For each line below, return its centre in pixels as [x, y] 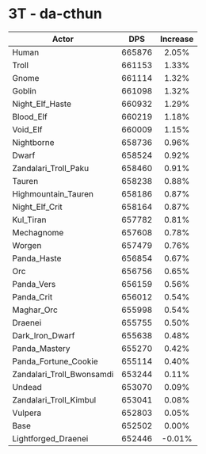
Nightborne [33, 142]
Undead [27, 387]
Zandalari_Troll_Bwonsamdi [63, 374]
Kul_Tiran [29, 219]
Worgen [27, 245]
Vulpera [27, 413]
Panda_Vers [34, 284]
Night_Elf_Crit [38, 207]
